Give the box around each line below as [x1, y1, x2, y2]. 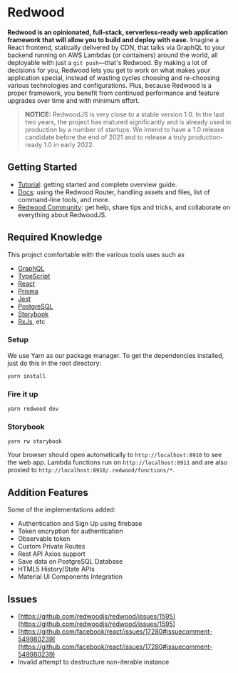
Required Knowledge [7, 231, 103, 244]
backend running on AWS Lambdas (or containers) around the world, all [7, 51, 218, 59]
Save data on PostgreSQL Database [17, 557, 123, 566]
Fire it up [7, 389, 38, 399]
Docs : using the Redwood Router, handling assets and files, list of [17, 187, 210, 196]
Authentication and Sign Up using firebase [17, 519, 143, 528]
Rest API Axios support [17, 549, 86, 558]
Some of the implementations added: [7, 505, 116, 514]
